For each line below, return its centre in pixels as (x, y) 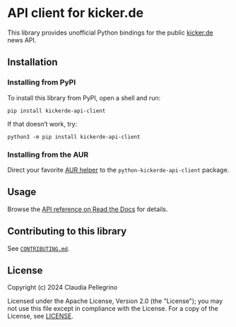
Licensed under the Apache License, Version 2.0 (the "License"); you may (115, 301)
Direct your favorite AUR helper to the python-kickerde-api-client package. (118, 170)
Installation (33, 63)
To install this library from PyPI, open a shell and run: (84, 97)
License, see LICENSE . (41, 316)
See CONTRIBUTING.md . (39, 248)
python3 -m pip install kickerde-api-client (74, 137)
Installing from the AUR (48, 155)
